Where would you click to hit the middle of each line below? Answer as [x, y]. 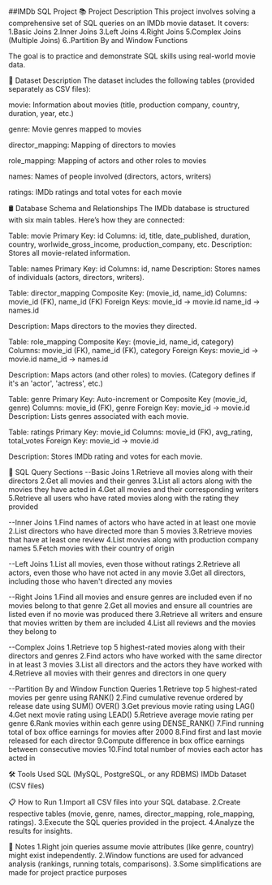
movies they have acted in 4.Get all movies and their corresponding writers [134, 489]
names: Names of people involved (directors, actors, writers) [110, 176]
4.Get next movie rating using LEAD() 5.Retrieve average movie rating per [131, 714]
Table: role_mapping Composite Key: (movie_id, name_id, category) [121, 342]
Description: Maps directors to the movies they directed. [103, 326]
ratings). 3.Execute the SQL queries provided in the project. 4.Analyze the [132, 822]
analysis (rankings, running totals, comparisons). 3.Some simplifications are [135, 864]
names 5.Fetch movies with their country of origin [91, 548]
